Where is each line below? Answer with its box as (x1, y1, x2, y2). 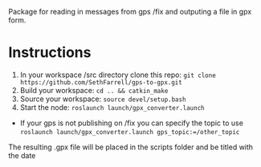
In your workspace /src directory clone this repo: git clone (19, 70, 217, 79)
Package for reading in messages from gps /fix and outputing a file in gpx (8, 7, 252, 16)
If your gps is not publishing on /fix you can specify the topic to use (19, 118, 243, 128)
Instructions (8, 43, 92, 62)
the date (8, 150, 36, 160)
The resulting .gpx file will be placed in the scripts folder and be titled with (8, 142, 254, 152)
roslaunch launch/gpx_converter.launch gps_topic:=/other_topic (19, 128, 240, 136)
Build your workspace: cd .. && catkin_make (19, 85, 169, 95)
